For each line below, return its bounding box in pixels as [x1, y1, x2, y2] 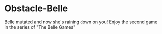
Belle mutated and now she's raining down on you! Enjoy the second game [4, 19, 158, 25]
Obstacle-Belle [4, 3, 68, 14]
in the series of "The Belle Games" [4, 24, 76, 30]
